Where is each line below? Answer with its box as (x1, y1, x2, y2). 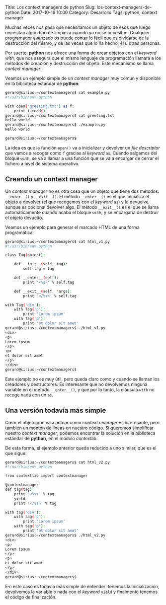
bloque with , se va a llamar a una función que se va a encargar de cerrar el (5, 155, 159, 161)
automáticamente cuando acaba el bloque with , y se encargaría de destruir (5, 209, 159, 215)
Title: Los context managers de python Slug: (5, 4, 96, 10)
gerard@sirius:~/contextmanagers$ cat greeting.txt (5, 113, 114, 118)
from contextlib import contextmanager (5, 473, 88, 478)
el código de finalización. (5, 594, 57, 600)
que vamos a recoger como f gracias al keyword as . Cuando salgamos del (5, 150, 158, 156)
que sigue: (5, 450, 27, 456)
